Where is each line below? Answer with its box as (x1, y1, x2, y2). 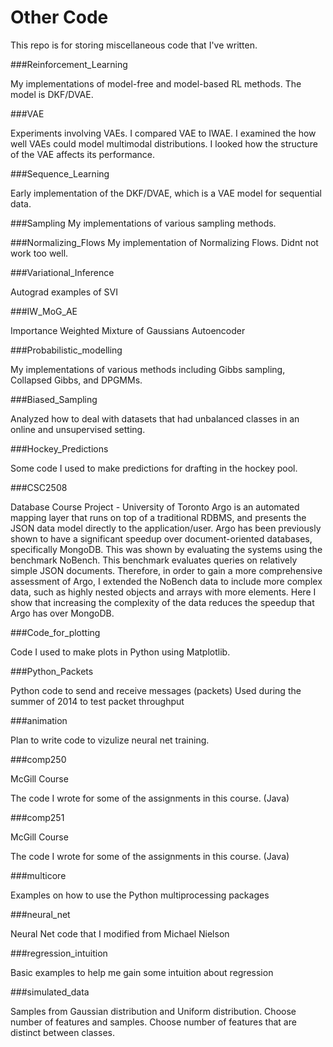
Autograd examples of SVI (10, 286, 118, 298)
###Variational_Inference (10, 266, 115, 278)
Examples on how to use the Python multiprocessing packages (10, 889, 270, 901)
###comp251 (10, 811, 65, 823)
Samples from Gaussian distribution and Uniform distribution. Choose (10, 1005, 297, 1017)
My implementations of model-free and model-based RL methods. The (10, 77, 302, 90)
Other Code (10, 6, 109, 29)
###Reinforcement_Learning (10, 58, 128, 70)
